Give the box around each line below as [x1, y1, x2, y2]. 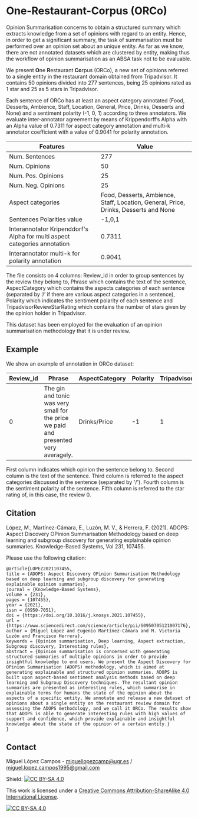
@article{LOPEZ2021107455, [6, 566, 72, 571]
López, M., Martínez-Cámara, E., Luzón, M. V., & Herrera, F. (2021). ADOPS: [6, 524, 189, 531]
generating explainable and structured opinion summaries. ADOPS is [6, 669, 178, 675]
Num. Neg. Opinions [9, 181, 65, 189]
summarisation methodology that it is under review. [6, 327, 131, 334]
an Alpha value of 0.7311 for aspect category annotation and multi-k [6, 122, 171, 129]
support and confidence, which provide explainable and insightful [6, 716, 176, 722]
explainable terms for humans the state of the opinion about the [6, 690, 173, 696]
